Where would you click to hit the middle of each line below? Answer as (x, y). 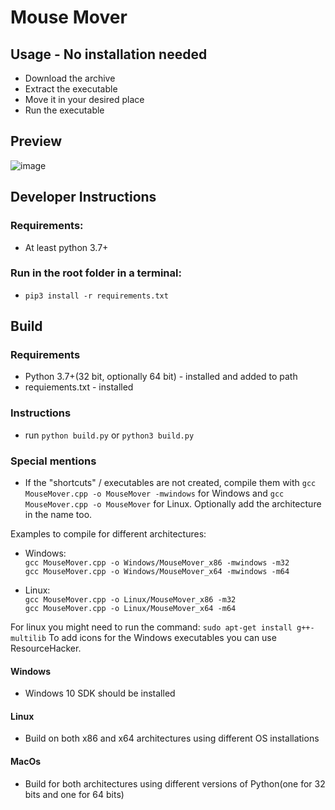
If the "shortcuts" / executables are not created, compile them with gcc (170, 483)
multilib (28, 639)
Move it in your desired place (84, 99)
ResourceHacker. (46, 648)
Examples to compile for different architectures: (108, 534)
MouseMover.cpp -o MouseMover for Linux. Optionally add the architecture (173, 504)
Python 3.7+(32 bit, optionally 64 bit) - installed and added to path (161, 377)
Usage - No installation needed (109, 54)
